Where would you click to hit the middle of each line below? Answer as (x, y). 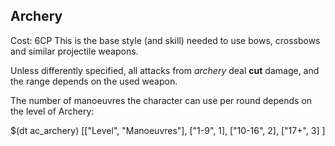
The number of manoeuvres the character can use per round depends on (161, 100)
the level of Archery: (52, 111)
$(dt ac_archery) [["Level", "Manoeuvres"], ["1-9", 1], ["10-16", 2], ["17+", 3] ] (168, 130)
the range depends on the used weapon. (94, 81)
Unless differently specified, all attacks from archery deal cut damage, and (165, 70)
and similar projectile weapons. (74, 51)
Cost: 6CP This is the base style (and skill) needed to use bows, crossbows (165, 40)
